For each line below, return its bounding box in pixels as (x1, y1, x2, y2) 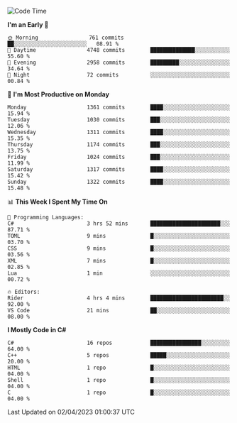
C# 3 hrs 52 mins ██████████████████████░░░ (7, 220, 231, 227)
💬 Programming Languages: (7, 214, 84, 221)
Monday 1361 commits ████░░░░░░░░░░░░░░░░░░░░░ (7, 104, 231, 111)
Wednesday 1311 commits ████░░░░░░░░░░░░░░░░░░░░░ (7, 128, 231, 136)
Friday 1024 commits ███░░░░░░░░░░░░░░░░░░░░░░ (7, 153, 231, 160)
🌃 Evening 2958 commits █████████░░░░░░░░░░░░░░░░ (7, 59, 231, 66)
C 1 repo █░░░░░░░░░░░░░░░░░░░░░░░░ (7, 389, 231, 396)
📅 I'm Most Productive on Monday (7, 90, 110, 99)
